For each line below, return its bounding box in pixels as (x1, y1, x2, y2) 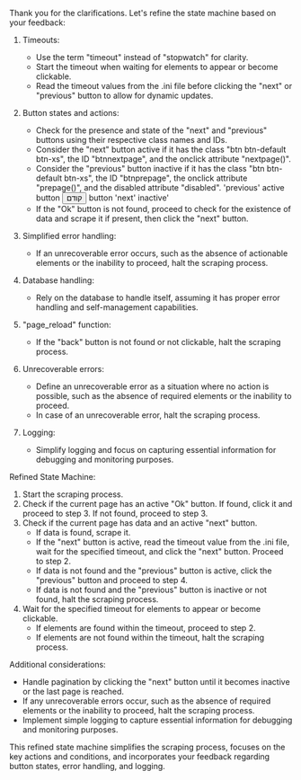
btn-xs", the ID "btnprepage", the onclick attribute (64, 173, 248, 183)
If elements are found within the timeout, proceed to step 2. (35, 623, 256, 633)
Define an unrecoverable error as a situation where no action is (35, 381, 270, 392)
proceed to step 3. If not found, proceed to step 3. (22, 508, 208, 519)
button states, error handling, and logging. (9, 761, 166, 771)
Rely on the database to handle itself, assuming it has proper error (35, 292, 280, 303)
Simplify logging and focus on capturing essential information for (35, 445, 277, 455)
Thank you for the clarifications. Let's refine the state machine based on (9, 8, 277, 18)
